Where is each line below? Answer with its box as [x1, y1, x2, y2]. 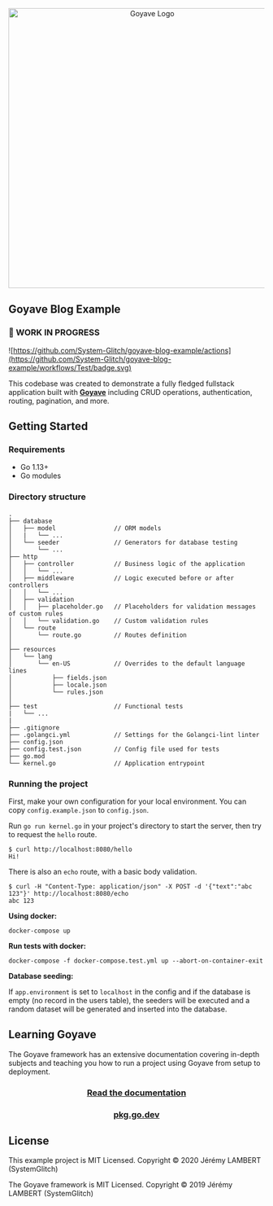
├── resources [8, 645, 57, 653]
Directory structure [8, 491, 87, 502]
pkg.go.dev [113, 1108, 160, 1120]
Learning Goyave [8, 1028, 97, 1042]
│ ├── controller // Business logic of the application [8, 559, 245, 568]
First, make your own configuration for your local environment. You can [8, 796, 247, 806]
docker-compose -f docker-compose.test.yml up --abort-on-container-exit [8, 957, 264, 965]
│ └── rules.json [8, 688, 104, 696]
